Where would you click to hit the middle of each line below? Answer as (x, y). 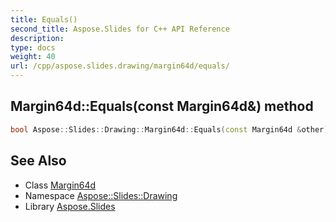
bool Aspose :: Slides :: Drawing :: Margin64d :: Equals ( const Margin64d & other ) (169, 129)
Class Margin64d (60, 185)
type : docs (33, 47)
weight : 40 (33, 57)
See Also (38, 161)
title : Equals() (44, 19)
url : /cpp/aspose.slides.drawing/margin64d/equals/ (120, 66)
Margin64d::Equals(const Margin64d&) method (162, 106)
